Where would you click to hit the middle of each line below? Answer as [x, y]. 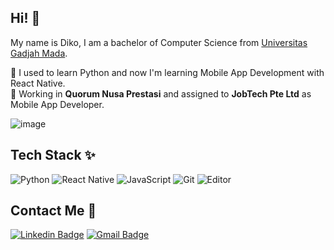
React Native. [38, 83]
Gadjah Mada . [39, 53]
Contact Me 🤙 [53, 211]
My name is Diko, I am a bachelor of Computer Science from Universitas [159, 42]
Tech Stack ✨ [53, 155]
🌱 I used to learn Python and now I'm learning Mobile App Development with [167, 72]
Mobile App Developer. [57, 104]
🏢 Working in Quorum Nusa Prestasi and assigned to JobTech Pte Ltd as [161, 93]
